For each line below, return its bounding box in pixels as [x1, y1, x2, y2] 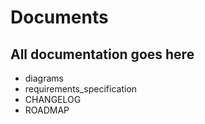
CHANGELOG [24, 94, 82, 105]
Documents [10, 6, 109, 29]
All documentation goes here [10, 46, 195, 63]
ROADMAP [24, 104, 70, 116]
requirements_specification [24, 83, 138, 95]
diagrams [24, 72, 64, 84]
